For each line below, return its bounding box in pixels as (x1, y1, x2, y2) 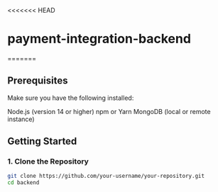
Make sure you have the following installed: (7, 94, 134, 102)
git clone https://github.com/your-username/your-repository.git (7, 173, 205, 180)
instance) (7, 115, 35, 123)
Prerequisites (7, 74, 68, 87)
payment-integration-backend (7, 31, 192, 47)
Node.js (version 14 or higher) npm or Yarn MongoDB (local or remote (7, 107, 211, 115)
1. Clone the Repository (7, 157, 89, 166)
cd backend (7, 179, 40, 186)
